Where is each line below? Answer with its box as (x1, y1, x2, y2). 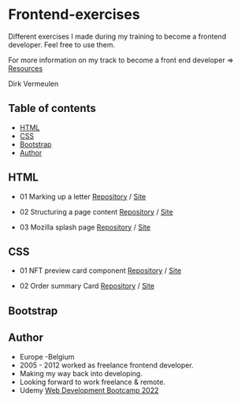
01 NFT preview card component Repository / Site (19, 266, 182, 275)
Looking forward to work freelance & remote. (19, 377, 165, 386)
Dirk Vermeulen (8, 79, 59, 88)
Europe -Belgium (19, 352, 75, 361)
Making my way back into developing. (19, 368, 143, 378)
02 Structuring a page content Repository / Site (19, 207, 173, 216)
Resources (8, 63, 43, 73)
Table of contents (8, 102, 96, 115)
